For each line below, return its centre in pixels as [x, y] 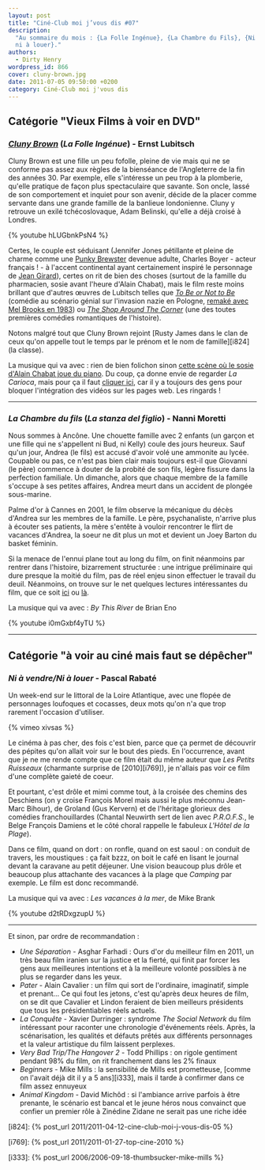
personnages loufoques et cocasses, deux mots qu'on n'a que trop [117, 704]
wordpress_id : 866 [38, 67]
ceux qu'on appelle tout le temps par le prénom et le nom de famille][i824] [129, 342]
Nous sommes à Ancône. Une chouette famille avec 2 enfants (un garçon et [131, 435]
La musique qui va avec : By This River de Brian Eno [93, 608]
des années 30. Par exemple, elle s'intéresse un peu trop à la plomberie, [125, 178]
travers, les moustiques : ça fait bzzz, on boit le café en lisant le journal [123, 858]
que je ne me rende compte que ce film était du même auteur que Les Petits [131, 760]
